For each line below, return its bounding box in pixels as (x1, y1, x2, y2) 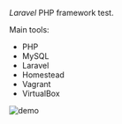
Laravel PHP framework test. (9, 8, 114, 18)
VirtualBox (21, 88, 60, 98)
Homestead (21, 69, 65, 80)
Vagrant (21, 79, 51, 89)
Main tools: (9, 25, 50, 34)
